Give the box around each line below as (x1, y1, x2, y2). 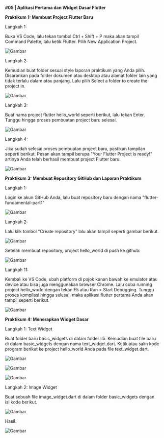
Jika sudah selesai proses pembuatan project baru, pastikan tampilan (5, 146, 146, 152)
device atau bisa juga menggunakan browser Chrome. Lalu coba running (5, 281, 152, 287)
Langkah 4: (5, 136, 28, 142)
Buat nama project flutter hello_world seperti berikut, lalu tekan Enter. (5, 112, 145, 118)
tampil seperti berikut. (5, 297, 50, 303)
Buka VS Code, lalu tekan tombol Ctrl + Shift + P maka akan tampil (5, 34, 139, 39)
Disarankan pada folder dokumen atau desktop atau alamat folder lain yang (5, 73, 157, 79)
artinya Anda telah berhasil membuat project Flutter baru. (5, 156, 121, 162)
